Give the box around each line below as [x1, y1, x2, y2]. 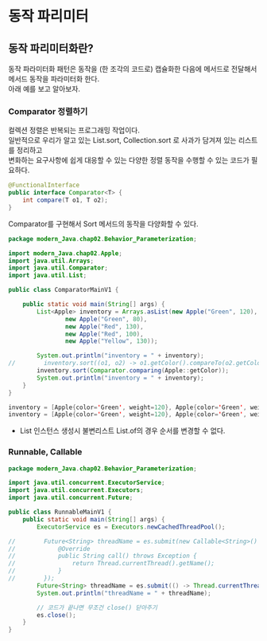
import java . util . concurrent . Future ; [8, 494, 133, 502]
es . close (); [37, 611, 77, 619]
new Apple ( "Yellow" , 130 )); [64, 337, 158, 345]
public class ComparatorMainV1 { [8, 286, 119, 294]
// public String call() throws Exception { [8, 552, 197, 560]
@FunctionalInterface [8, 181, 80, 190]
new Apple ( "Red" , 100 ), [64, 330, 145, 338]
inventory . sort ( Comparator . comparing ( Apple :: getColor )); [37, 367, 229, 375]
